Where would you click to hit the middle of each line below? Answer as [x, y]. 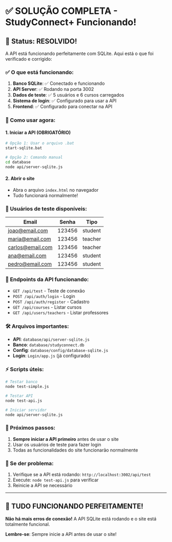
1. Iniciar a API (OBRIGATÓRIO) [38, 132]
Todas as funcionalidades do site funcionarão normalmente [75, 450]
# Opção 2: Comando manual [34, 157]
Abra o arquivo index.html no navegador [56, 190]
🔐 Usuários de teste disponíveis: [46, 209]
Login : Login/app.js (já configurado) [51, 356]
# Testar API [19, 396]
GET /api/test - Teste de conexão [49, 291]
